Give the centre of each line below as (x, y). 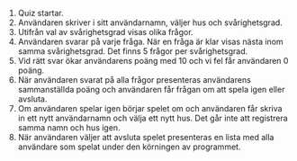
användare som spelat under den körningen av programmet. (129, 147)
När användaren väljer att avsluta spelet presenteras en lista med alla (146, 137)
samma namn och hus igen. (69, 128)
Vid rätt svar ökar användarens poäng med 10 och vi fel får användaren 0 (153, 61)
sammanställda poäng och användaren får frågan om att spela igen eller (151, 89)
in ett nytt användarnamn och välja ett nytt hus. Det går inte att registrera (153, 118)
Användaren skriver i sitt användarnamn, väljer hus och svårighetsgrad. (150, 22)
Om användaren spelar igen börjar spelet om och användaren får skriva (150, 108)
